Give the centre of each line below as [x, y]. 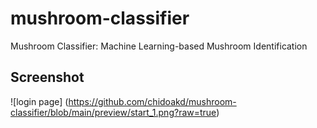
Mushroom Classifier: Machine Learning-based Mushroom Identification [159, 46]
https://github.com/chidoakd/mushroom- [152, 101]
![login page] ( [39, 101]
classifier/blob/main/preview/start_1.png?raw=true [113, 112]
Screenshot [47, 77]
